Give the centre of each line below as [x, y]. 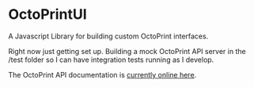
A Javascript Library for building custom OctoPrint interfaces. [108, 36]
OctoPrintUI [47, 14]
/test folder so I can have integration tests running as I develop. [111, 60]
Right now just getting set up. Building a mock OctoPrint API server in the [127, 51]
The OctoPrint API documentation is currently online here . [102, 74]
